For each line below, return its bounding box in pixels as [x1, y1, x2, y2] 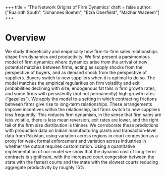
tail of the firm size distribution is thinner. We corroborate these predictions [5, 122, 159, 128]
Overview [5, 32, 46, 44]
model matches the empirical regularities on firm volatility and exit [5, 80, 140, 86]
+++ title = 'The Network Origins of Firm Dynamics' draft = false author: [5, 4, 152, 10]
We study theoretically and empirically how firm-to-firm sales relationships [5, 48, 158, 54]
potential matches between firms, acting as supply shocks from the [5, 64, 143, 70]
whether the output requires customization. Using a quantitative [5, 143, 135, 149]
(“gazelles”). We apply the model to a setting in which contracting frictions [5, 96, 157, 102]
